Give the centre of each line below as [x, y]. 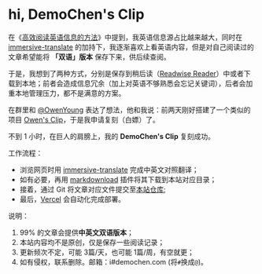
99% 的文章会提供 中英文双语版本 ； [76, 232]
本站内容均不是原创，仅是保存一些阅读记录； [92, 242]
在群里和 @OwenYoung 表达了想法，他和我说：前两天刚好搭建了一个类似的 [129, 110]
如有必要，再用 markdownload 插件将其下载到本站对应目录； [118, 179]
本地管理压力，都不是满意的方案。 [70, 93]
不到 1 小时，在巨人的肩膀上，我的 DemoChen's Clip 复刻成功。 [111, 136]
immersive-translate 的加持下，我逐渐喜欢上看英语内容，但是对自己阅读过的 [131, 47]
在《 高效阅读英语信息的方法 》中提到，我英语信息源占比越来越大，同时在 [125, 37]
